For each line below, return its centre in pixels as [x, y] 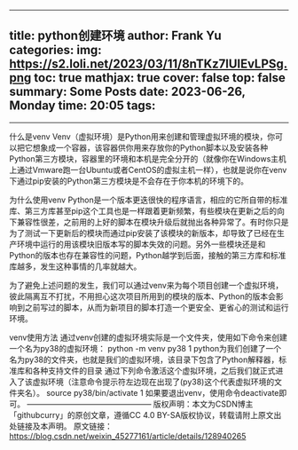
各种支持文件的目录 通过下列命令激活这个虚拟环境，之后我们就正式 [154, 370]
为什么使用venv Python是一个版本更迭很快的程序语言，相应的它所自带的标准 [149, 200]
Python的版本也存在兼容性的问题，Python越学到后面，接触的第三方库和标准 [148, 255]
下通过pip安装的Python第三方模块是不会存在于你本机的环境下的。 [129, 181]
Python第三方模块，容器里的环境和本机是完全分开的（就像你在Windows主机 [148, 158]
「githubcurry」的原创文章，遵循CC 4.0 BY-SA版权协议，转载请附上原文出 [145, 414]
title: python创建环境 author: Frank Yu [115, 36]
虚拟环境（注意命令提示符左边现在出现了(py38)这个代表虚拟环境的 [153, 382]
